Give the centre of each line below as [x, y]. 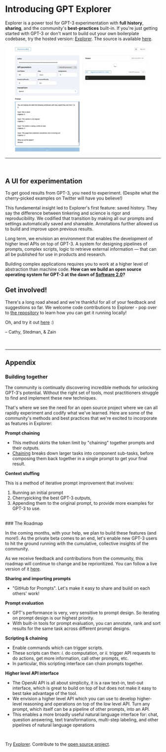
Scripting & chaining [26, 638]
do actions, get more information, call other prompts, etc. [70, 658]
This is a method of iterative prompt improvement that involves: [70, 483]
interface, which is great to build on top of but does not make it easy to [84, 688]
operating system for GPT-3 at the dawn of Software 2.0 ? [65, 274]
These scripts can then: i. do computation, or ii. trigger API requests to [84, 653]
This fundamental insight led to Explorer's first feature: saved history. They [81, 207]
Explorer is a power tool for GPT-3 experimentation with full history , [74, 23]
